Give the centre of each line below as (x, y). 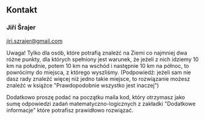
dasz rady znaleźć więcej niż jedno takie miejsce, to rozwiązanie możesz (98, 78)
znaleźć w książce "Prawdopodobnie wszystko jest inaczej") (83, 85)
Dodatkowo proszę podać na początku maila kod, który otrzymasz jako (96, 97)
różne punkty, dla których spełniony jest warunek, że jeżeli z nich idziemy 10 (102, 59)
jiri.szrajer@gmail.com (35, 41)
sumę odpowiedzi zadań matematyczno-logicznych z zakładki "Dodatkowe (101, 103)
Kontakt (22, 10)
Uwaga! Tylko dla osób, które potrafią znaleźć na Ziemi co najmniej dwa (97, 53)
